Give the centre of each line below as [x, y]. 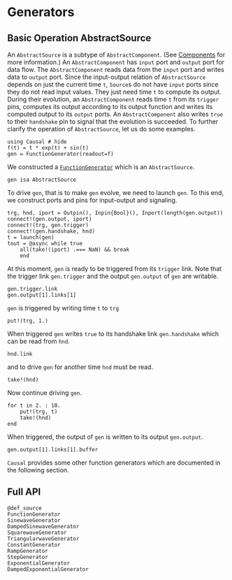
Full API [24, 492]
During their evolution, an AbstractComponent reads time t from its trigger [113, 99]
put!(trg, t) [39, 412]
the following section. [38, 470]
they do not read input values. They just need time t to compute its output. [115, 92]
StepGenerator [28, 557]
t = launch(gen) [31, 238]
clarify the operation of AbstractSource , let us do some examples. [101, 129]
